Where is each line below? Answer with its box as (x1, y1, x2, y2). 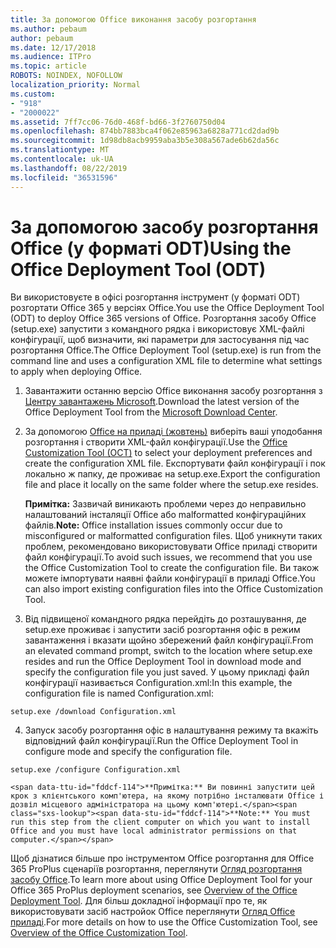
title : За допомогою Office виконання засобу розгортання (10, 14, 257, 25)
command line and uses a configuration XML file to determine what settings (10, 355, 323, 367)
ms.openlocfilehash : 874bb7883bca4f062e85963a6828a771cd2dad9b (10, 126, 280, 136)
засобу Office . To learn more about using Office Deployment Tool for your (10, 874, 313, 886)
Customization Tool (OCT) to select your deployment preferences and (24, 447, 313, 459)
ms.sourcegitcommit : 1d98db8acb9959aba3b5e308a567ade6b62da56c (10, 136, 280, 146)
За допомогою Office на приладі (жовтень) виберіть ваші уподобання (24, 426, 323, 438)
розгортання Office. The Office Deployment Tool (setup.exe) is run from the (10, 344, 322, 356)
